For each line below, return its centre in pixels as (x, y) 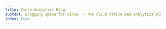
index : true (17, 19)
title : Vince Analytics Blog (35, 10)
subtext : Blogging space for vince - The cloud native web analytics (79, 14)
